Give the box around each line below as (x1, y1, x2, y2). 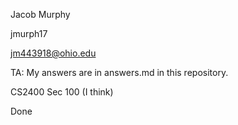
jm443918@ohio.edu (10, 47, 97, 59)
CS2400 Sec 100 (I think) (10, 86, 114, 98)
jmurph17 (10, 28, 48, 39)
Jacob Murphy (10, 9, 71, 20)
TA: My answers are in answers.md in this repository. (10, 67, 229, 78)
